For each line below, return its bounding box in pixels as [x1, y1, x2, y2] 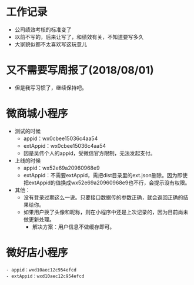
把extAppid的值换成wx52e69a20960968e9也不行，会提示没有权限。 [23, 179, 190, 186]
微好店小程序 [6, 246, 69, 259]
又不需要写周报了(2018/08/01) [6, 64, 154, 77]
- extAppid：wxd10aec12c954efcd [6, 273, 85, 279]
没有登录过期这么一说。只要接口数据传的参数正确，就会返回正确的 [23, 194, 183, 201]
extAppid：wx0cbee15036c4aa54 [23, 142, 106, 149]
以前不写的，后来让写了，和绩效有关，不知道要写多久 [14, 33, 144, 40]
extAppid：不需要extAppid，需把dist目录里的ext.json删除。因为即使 [23, 171, 188, 178]
